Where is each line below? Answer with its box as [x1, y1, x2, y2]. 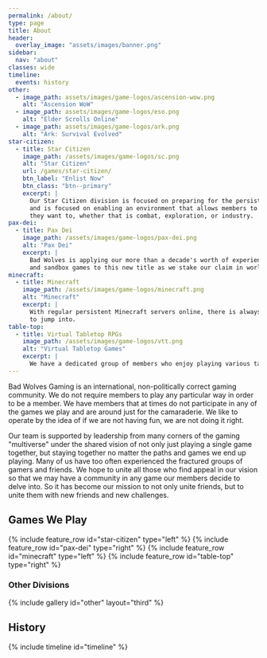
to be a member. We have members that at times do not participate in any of [8, 398, 257, 408]
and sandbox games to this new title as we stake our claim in [29, 264, 244, 272]
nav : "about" [15, 57, 59, 65]
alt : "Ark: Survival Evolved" [22, 130, 123, 138]
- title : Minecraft [15, 278, 80, 287]
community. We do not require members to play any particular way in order [8, 390, 254, 399]
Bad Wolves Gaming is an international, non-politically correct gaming [8, 382, 237, 391]
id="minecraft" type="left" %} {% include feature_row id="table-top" [8, 551, 234, 561]
